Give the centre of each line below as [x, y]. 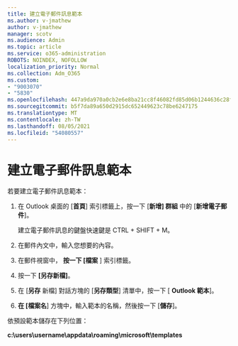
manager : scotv [30, 34]
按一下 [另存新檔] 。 [46, 276]
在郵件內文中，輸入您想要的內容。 [67, 245]
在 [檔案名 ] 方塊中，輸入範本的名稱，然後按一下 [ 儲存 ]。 [99, 306]
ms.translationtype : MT [42, 113]
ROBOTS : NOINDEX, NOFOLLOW [47, 60]
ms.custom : [23, 80]
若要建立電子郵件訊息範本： [48, 191]
